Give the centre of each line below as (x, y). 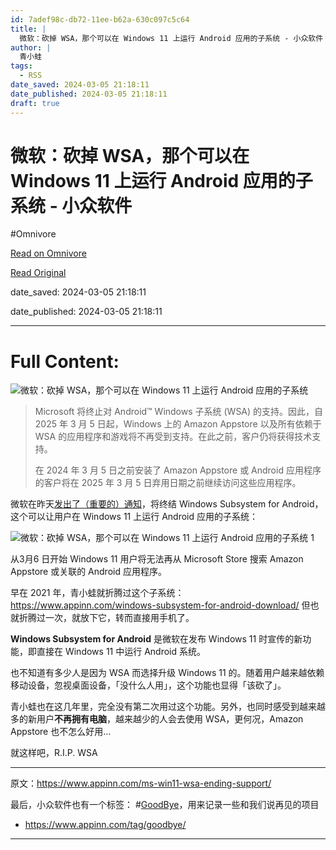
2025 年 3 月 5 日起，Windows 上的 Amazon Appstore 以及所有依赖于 (178, 424)
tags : (21, 66)
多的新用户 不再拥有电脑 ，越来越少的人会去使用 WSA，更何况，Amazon (157, 719)
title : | (28, 29)
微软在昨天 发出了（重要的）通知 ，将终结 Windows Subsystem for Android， (167, 504)
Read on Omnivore (48, 253)
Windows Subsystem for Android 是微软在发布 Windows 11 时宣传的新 (156, 639)
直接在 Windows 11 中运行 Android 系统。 (121, 652)
